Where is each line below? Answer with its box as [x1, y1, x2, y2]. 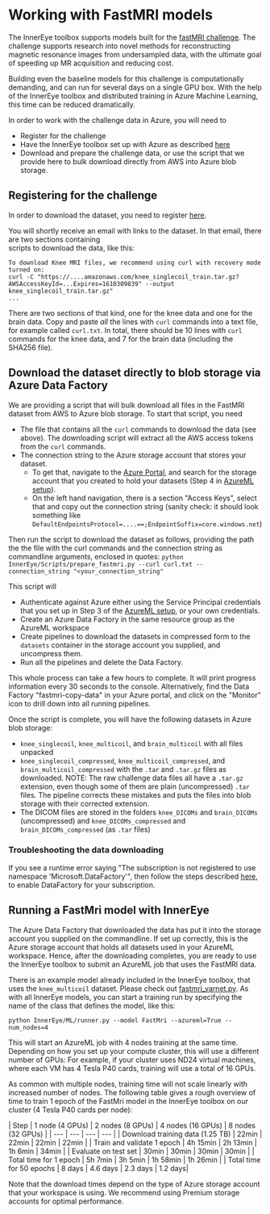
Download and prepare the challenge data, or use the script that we [19, 148, 245, 158]
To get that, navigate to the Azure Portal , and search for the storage [31, 467, 257, 477]
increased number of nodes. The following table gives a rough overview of [8, 1087, 256, 1097]
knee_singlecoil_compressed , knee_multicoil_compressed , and [19, 756, 226, 765]
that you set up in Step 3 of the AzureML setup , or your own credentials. [19, 605, 260, 615]
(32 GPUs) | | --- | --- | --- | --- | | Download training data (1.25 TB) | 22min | [8, 1129, 263, 1139]
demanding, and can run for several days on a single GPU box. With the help [8, 82, 262, 92]
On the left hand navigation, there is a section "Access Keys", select [31, 493, 258, 503]
